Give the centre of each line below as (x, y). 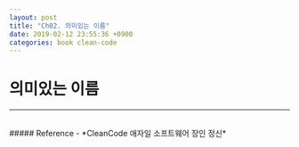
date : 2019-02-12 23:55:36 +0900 (71, 34)
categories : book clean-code (63, 42)
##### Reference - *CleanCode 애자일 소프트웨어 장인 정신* (118, 134)
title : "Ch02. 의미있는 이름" (60, 26)
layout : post (33, 17)
